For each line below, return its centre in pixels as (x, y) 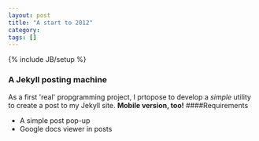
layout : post (30, 15)
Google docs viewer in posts (66, 128)
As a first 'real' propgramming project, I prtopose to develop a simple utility (130, 97)
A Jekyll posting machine (58, 80)
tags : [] (22, 37)
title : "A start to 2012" (50, 23)
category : (24, 30)
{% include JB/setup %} (47, 60)
